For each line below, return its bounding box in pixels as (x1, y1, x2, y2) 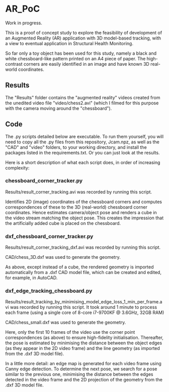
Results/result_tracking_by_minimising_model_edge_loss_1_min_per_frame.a (5, 299, 162, 305)
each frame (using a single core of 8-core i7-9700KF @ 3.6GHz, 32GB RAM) (5, 309, 164, 316)
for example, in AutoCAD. (5, 275, 58, 281)
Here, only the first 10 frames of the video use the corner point (5, 329, 135, 335)
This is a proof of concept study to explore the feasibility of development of (5, 29, 162, 35)
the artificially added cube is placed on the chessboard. (5, 220, 121, 226)
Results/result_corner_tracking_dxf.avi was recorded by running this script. (5, 244, 161, 251)
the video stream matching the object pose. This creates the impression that (5, 215, 164, 221)
